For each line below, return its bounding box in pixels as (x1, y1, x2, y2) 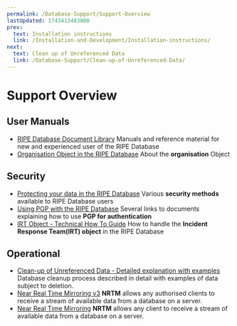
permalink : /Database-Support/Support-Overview (6, 10, 151, 18)
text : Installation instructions (13, 30, 112, 38)
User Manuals (6, 115, 70, 128)
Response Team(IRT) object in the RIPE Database (16, 227, 164, 236)
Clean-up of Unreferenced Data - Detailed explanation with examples (16, 266, 221, 275)
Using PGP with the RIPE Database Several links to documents (16, 204, 200, 213)
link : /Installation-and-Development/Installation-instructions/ (13, 37, 211, 44)
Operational (6, 247, 60, 260)
